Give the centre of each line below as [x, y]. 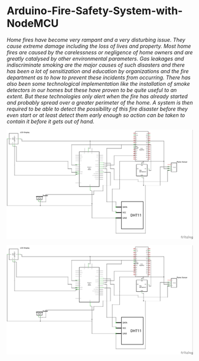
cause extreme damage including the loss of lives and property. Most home [99, 46]
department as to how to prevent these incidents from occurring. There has [99, 77]
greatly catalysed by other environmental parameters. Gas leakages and [95, 58]
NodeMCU [33, 23]
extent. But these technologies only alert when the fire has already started [97, 96]
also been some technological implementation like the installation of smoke [98, 83]
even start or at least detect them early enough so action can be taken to [96, 115]
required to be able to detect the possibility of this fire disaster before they [97, 109]
